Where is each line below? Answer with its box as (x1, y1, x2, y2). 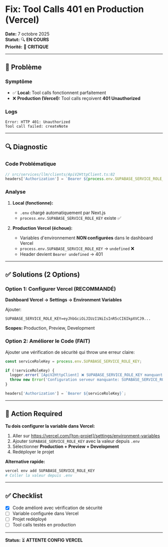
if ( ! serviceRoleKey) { (5, 368, 55, 373)
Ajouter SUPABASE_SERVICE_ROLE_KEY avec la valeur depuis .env (12, 438, 140, 444)
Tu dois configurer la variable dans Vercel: (5, 423, 95, 429)
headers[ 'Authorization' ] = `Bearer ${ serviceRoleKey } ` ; (5, 391, 126, 396)
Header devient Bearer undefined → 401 (19, 251, 103, 257)
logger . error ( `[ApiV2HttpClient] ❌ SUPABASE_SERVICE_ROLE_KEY (9, 373, 142, 378)
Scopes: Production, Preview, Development (5, 325, 95, 331)
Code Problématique (5, 160, 56, 167)
